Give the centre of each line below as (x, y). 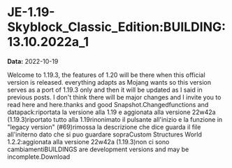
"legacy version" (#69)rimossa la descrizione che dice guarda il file (104, 127)
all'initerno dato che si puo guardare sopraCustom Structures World (105, 134)
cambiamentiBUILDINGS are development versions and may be (98, 149)
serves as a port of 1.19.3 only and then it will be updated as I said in (105, 90)
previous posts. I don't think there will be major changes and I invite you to (114, 97)
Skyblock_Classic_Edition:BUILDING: (116, 27)
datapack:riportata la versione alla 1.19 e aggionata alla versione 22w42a (111, 112)
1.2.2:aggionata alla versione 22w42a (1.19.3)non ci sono (88, 141)
